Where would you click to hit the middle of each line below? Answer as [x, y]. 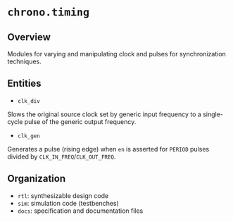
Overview [29, 37]
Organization [36, 179]
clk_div [29, 101]
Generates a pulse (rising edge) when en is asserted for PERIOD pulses [108, 149]
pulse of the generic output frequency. [80, 121]
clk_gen [29, 136]
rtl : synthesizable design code [63, 195]
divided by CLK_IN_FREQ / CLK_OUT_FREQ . [62, 156]
